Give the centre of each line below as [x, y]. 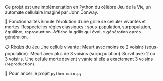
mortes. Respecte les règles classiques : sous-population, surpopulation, [78, 27]
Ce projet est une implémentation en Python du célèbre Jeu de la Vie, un [78, 7]
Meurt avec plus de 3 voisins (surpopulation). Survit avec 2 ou [92, 54]
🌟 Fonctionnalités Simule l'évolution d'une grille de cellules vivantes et [76, 22]
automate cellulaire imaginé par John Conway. [52, 12]
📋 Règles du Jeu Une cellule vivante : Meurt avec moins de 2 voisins [74, 47]
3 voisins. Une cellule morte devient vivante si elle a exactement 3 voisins [79, 59]
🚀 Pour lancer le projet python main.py [43, 73]
